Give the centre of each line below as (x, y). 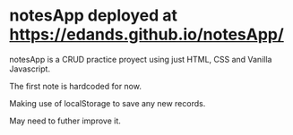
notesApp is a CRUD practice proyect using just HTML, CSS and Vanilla (141, 59)
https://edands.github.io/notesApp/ (146, 34)
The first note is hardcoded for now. (75, 86)
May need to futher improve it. (65, 121)
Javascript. (30, 69)
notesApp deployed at (93, 16)
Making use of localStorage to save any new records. (108, 103)
